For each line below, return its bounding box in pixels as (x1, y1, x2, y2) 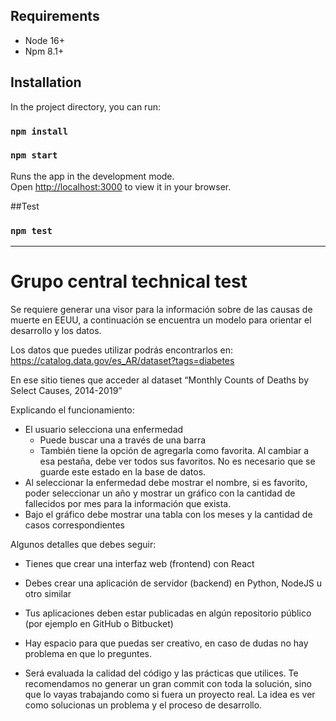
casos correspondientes (24, 519, 126, 531)
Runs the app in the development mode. (10, 170, 175, 182)
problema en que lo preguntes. (24, 648, 152, 660)
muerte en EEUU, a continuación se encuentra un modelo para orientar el (10, 314, 312, 326)
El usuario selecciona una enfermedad (24, 424, 184, 436)
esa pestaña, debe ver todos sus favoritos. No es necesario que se (39, 455, 316, 468)
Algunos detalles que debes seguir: (10, 539, 157, 551)
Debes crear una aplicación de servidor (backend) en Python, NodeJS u (24, 577, 323, 589)
